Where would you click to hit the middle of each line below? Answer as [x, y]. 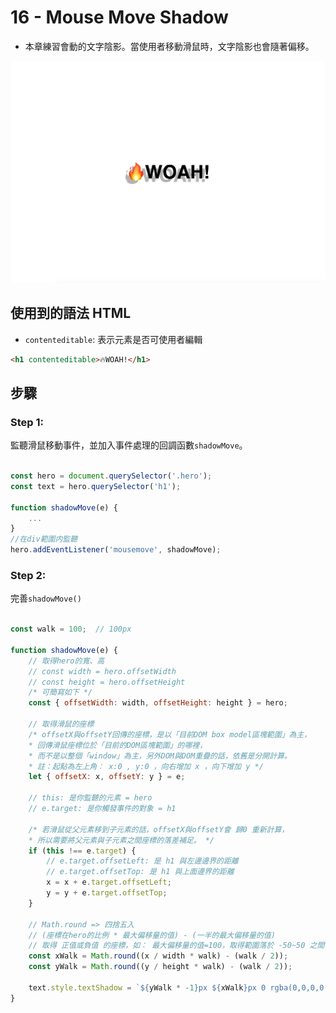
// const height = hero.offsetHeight [107, 682]
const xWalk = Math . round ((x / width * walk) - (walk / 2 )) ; [158, 956]
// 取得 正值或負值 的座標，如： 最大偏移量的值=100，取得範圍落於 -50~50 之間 [176, 946]
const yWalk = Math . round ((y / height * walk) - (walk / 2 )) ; [160, 967]
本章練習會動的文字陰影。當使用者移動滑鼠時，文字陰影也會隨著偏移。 [169, 46]
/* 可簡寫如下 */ [60, 692]
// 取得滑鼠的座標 [61, 724]
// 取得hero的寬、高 [66, 661]
